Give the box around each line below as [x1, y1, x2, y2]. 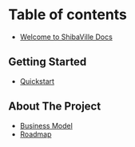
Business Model [19, 121, 73, 130]
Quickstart [19, 76, 54, 85]
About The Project [8, 100, 101, 113]
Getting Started [8, 55, 87, 69]
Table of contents [8, 6, 128, 24]
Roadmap [19, 129, 52, 139]
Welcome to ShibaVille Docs [19, 32, 113, 42]
